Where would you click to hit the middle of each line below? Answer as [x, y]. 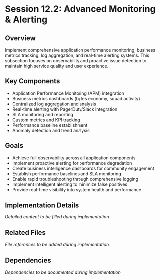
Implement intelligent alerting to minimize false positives [70, 184]
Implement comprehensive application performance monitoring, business [80, 50]
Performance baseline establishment [50, 125]
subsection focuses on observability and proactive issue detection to [76, 60]
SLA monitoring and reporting [43, 114]
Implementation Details [42, 205]
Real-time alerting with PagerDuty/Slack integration [65, 109]
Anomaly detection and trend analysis [51, 130]
